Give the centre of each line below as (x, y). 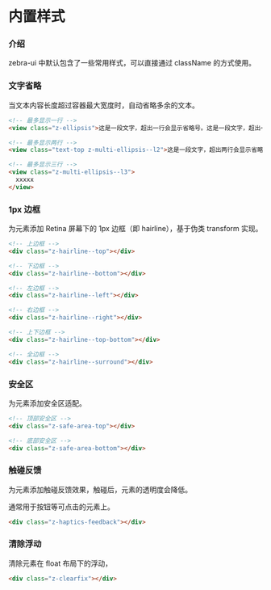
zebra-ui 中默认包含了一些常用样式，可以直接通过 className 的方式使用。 (132, 63)
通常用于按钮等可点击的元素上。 (61, 507)
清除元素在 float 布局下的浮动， (60, 563)
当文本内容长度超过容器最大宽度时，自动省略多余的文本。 (104, 105)
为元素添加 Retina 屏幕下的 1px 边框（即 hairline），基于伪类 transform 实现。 (135, 229)
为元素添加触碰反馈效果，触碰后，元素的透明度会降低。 (100, 489)
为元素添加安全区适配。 (47, 403)
